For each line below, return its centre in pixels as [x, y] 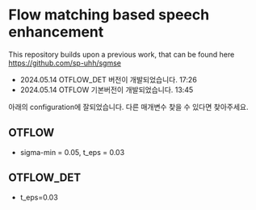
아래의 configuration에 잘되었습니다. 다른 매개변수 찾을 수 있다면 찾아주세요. [128, 107]
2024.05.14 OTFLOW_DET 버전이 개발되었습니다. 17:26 [109, 79]
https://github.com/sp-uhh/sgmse [65, 63]
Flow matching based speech [109, 15]
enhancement [56, 32]
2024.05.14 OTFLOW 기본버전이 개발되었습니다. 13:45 [107, 90]
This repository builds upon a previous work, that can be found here [122, 54]
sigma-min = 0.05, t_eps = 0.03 [72, 152]
